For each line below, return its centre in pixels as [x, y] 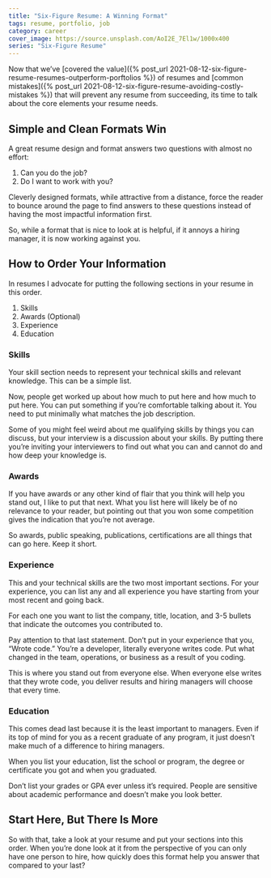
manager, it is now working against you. [74, 238]
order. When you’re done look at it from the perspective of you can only [127, 848]
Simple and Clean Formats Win [88, 129]
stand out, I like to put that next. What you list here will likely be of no [123, 502]
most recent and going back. [56, 599]
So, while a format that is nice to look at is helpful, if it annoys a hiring [124, 230]
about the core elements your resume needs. [83, 104]
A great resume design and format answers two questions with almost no [130, 148]
